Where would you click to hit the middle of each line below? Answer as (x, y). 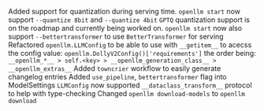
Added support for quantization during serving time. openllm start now (124, 11)
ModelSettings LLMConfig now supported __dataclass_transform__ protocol (130, 85)
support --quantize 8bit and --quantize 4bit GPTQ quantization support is (129, 20)
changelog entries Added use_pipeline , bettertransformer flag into (117, 77)
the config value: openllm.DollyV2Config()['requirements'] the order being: (132, 53)
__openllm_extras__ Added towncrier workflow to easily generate (115, 68)
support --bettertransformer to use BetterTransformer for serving (116, 36)
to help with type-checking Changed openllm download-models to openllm (127, 93)
